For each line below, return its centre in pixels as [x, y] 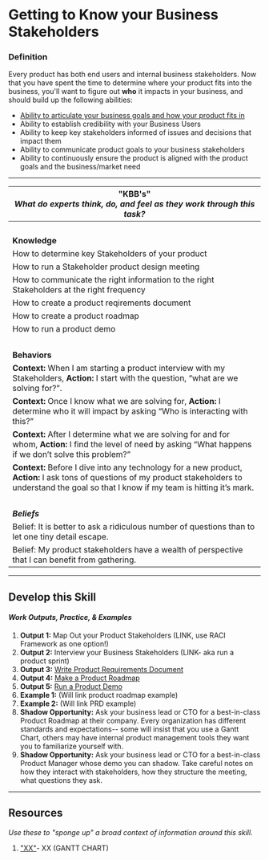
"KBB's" [134, 194]
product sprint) [44, 661]
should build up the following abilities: [71, 100]
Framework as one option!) [64, 644]
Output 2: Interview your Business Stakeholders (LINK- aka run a [127, 653]
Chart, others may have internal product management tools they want [134, 738]
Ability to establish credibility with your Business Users [110, 124]
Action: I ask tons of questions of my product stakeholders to [127, 478]
